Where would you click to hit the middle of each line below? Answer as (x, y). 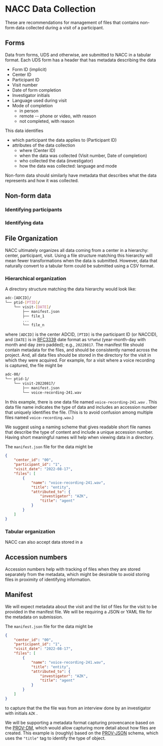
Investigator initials (31, 95)
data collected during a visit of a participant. (60, 27)
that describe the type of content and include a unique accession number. (79, 432)
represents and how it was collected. (42, 180)
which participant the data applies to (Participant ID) (64, 140)
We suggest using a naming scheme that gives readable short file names (78, 427)
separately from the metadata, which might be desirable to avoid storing (77, 574)
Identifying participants (34, 210)
